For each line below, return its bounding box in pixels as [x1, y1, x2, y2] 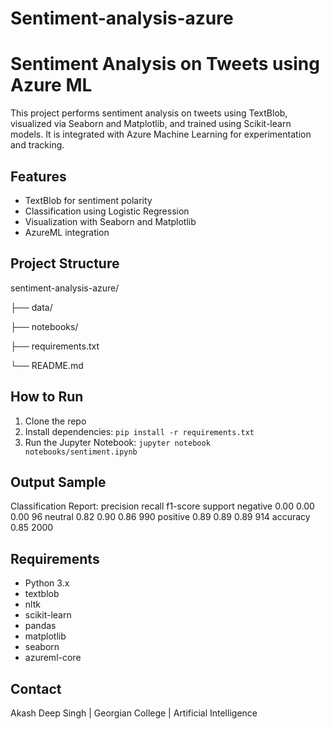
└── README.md [10, 359, 84, 371]
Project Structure [10, 255, 120, 272]
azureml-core [24, 652, 82, 664]
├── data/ [10, 301, 53, 313]
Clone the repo [24, 415, 87, 427]
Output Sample [10, 473, 107, 491]
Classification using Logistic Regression [24, 205, 190, 217]
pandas [24, 620, 57, 632]
